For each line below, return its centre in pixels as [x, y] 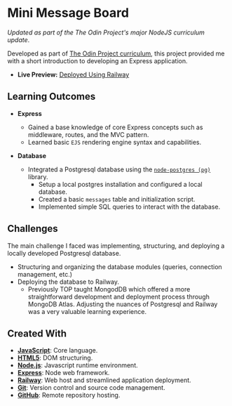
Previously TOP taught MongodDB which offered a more [109, 289]
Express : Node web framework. [63, 373]
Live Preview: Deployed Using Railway [73, 74]
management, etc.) [45, 274]
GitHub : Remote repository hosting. [69, 395]
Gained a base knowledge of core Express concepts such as [115, 127]
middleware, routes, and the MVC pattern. [88, 134]
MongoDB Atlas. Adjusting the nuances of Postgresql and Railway [123, 304]
